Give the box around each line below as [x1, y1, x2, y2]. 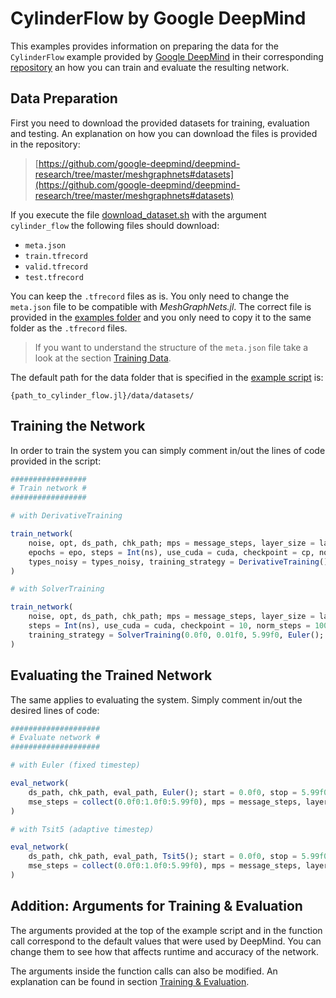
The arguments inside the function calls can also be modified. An [10, 965, 278, 977]
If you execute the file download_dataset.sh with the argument [10, 208, 267, 221]
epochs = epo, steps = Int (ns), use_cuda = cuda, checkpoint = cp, [28, 547, 315, 557]
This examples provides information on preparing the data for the [10, 40, 279, 52]
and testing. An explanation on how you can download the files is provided [10, 127, 318, 139]
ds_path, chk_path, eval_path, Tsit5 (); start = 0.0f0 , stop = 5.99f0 [28, 852, 329, 862]
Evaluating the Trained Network [10, 667, 213, 684]
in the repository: [10, 138, 81, 150]
